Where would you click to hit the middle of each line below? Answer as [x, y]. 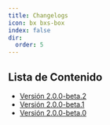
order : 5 [29, 45]
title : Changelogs [38, 15]
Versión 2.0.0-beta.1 [52, 104]
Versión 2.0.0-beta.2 [53, 96]
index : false [29, 30]
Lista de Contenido [55, 77]
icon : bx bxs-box [37, 23]
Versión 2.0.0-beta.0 [53, 112]
